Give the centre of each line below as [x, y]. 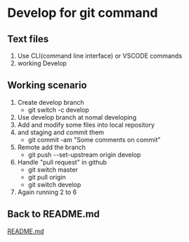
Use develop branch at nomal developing [77, 117]
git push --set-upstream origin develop [84, 154]
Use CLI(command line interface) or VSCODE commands [100, 56]
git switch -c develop [58, 110]
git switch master [53, 170]
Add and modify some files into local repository [86, 125]
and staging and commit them [60, 132]
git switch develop [54, 184]
